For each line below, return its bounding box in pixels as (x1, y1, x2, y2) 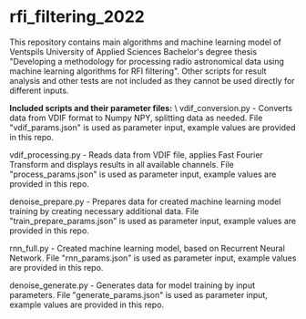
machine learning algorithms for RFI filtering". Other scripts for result (9, 66, 267, 77)
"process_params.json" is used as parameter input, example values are (9, 169, 277, 180)
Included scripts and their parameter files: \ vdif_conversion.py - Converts (9, 102, 293, 113)
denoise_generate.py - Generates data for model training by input (9, 280, 255, 291)
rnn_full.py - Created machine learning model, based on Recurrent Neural (9, 242, 285, 253)
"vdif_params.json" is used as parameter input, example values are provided (9, 121, 296, 133)
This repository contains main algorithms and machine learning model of (9, 36, 282, 47)
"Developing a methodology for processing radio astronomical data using (9, 56, 285, 67)
